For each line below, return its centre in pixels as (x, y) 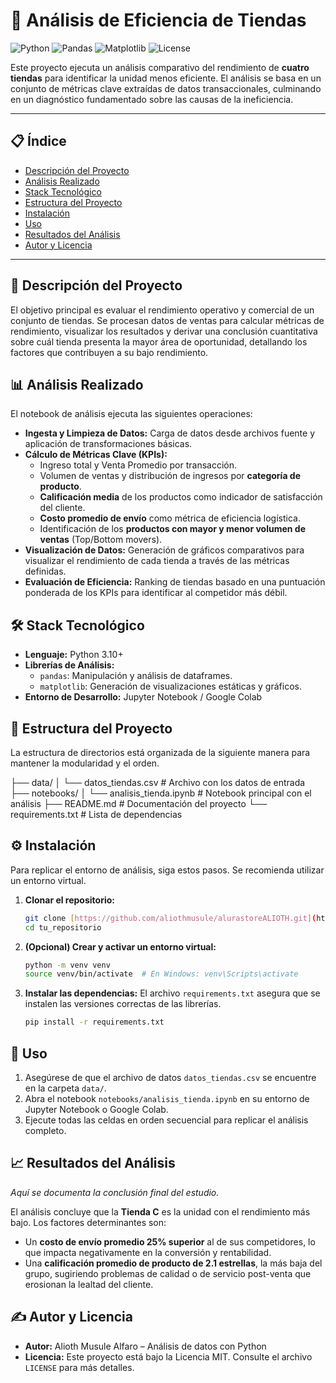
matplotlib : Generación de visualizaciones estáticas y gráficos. (170, 686)
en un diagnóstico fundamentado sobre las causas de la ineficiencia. (152, 99)
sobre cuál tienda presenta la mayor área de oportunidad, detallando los (159, 341)
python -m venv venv (67, 965)
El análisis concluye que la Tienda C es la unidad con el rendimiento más (160, 1211)
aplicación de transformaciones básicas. (108, 444)
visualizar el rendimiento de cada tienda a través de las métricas (157, 561)
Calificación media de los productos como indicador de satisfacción (181, 497)
